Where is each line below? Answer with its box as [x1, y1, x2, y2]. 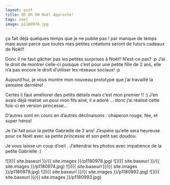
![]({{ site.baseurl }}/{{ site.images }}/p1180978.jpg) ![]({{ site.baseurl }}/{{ [5, 158, 160, 164]
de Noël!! [5, 46, 24, 52]
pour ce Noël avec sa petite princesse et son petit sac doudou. [5, 133, 137, 139]
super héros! [5, 118, 32, 124]
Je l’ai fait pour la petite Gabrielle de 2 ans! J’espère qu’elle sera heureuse [5, 128, 160, 134]
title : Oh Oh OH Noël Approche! [5, 12, 74, 17]
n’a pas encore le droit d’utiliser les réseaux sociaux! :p [5, 67, 121, 73]
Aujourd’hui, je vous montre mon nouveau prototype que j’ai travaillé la [5, 77, 154, 83]
